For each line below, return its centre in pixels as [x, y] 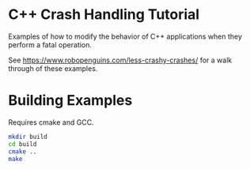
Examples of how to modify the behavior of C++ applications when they [125, 36]
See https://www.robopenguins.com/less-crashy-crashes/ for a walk [120, 60]
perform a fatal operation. [50, 44]
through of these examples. [53, 68]
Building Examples [70, 101]
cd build [23, 144]
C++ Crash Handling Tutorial [104, 15]
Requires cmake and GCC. [51, 122]
